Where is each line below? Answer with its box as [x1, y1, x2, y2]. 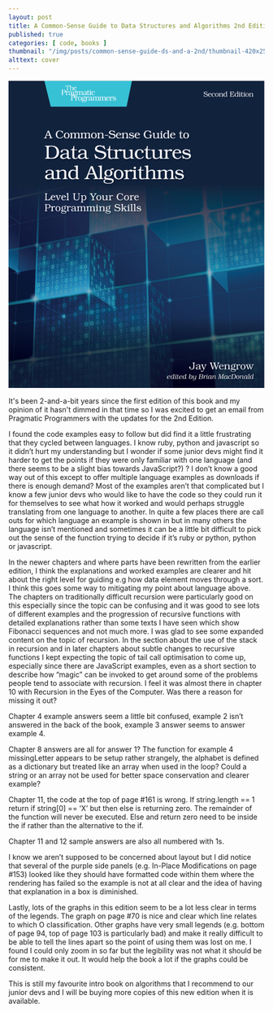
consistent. [8, 962, 46, 972]
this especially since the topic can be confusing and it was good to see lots [8, 600, 260, 610]
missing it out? [8, 696, 57, 705]
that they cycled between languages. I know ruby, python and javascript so [8, 438, 260, 447]
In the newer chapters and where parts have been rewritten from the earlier [8, 557, 262, 567]
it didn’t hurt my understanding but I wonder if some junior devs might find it [8, 446, 264, 456]
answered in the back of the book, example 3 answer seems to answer [8, 720, 245, 730]
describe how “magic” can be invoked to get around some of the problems [8, 670, 258, 679]
